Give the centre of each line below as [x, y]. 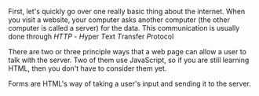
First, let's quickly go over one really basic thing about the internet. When [127, 11]
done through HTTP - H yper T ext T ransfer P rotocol [91, 36]
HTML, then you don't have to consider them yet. [88, 68]
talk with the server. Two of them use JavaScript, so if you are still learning [129, 60]
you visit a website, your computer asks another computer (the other [119, 20]
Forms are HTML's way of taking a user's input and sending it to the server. [129, 83]
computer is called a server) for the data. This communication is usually [124, 28]
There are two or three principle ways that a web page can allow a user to [128, 52]
